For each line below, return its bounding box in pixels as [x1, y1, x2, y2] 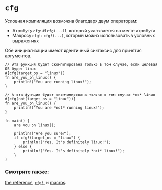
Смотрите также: [5, 168, 49, 175]
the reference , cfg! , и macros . [5, 180, 66, 186]
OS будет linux [5, 66, 36, 71]
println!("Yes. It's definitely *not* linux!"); [23, 148, 125, 153]
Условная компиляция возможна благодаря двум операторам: [5, 18, 138, 24]
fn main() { [5, 118, 30, 123]
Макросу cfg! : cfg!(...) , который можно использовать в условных [12, 32, 155, 38]
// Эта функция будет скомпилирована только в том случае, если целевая [5, 62, 158, 67]
